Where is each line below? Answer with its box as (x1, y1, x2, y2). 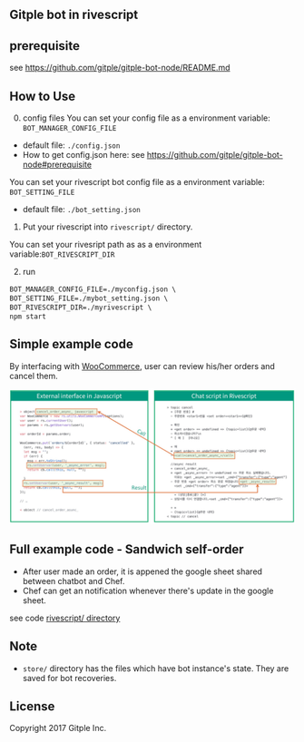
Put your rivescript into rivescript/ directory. (22, 221, 193, 232)
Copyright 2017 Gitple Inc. (9, 723, 107, 734)
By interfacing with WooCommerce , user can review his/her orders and (9, 360, 275, 371)
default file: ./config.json (22, 140, 121, 151)
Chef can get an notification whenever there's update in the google (22, 585, 274, 596)
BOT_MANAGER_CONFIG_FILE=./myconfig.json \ (9, 285, 177, 294)
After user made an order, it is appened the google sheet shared (22, 566, 263, 577)
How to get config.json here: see (22, 150, 145, 161)
